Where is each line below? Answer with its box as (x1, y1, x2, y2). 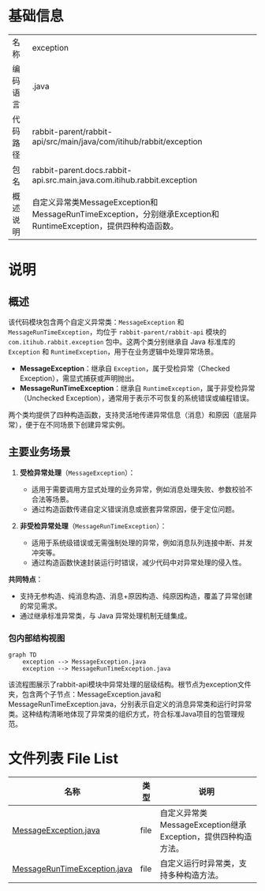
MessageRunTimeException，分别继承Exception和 (32, 209, 219, 220)
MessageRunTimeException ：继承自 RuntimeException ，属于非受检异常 (19, 383, 256, 393)
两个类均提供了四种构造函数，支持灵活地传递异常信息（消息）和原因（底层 (8, 410, 250, 419)
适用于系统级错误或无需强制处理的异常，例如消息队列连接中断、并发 (31, 538, 253, 547)
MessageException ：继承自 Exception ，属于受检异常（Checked (19, 363, 230, 373)
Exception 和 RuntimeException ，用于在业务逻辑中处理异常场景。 (8, 347, 218, 356)
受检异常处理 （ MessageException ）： (19, 468, 136, 477)
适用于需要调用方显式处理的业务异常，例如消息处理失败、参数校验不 (31, 484, 253, 494)
